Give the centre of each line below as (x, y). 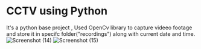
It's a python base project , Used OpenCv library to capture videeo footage (99, 27)
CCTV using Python (57, 11)
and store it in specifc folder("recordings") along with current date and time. (101, 33)
